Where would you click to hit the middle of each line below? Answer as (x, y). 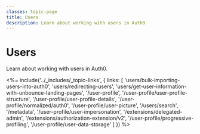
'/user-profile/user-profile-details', (75, 99)
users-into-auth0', (28, 86)
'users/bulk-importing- (152, 80)
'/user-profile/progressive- (161, 118)
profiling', (18, 124)
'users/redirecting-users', (83, 86)
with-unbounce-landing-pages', (45, 93)
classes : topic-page (32, 12)
